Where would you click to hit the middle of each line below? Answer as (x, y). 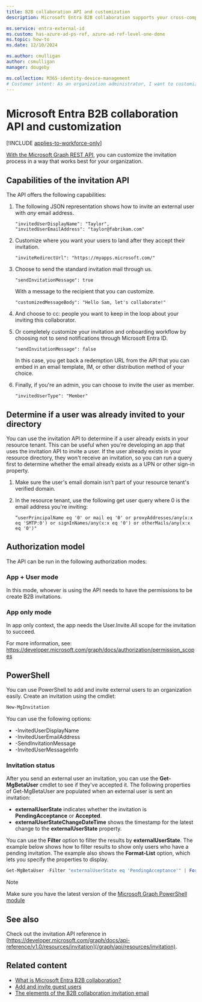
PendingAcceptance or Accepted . (58, 816)
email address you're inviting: (51, 506)
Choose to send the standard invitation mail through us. (84, 269)
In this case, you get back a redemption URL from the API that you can (102, 360)
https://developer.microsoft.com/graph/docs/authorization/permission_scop (100, 650)
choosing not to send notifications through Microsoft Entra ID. (91, 338)
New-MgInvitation (28, 707)
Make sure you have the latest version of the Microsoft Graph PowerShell (97, 894)
